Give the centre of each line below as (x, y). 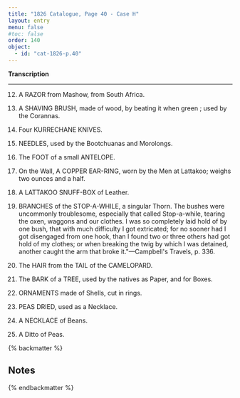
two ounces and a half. (52, 178)
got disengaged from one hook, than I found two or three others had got (124, 236)
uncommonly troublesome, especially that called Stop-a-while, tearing (121, 214)
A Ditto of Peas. (41, 334)
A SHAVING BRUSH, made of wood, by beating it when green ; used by (122, 108)
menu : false (26, 27)
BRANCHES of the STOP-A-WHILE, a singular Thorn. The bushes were (121, 206)
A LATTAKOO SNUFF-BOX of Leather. (74, 192)
